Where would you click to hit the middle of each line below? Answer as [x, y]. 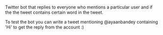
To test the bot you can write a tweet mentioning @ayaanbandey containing [81, 22]
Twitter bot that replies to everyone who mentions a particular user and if [79, 7]
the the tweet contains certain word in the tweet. [54, 12]
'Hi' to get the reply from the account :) [45, 27]
